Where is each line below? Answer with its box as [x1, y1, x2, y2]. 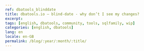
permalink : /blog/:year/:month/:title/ [5, 39, 87, 44]
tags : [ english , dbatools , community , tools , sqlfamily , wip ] [5, 20, 135, 26]
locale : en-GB [5, 34, 34, 39]
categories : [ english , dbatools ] [5, 25, 74, 30]
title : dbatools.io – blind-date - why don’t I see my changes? [5, 12, 140, 17]
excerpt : [5, 16, 23, 21]
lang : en [5, 30, 23, 34]
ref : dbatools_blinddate [5, 7, 56, 12]
